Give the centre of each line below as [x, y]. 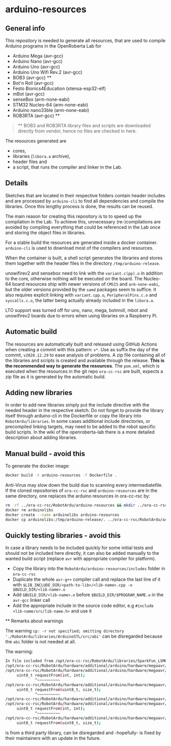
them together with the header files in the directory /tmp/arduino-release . [83, 263]
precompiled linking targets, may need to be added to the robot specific [81, 427]
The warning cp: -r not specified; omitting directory [65, 631]
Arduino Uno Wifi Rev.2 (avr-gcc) [47, 72]
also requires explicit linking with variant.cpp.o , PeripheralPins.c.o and [81, 295]
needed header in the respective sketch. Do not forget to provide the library [84, 411]
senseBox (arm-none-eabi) [41, 99]
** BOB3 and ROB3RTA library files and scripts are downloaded [84, 126]
